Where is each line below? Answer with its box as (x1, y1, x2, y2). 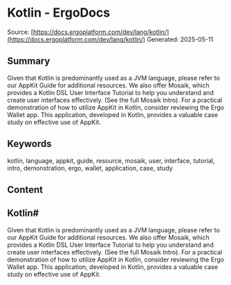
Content (7, 184, 44, 196)
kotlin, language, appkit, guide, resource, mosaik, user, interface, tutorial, (7, 156, 215, 164)
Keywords (7, 138, 52, 150)
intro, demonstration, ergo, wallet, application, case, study (7, 164, 173, 172)
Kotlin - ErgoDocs (7, 5, 111, 21)
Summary (7, 55, 50, 67)
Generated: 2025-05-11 (147, 35, 214, 43)
